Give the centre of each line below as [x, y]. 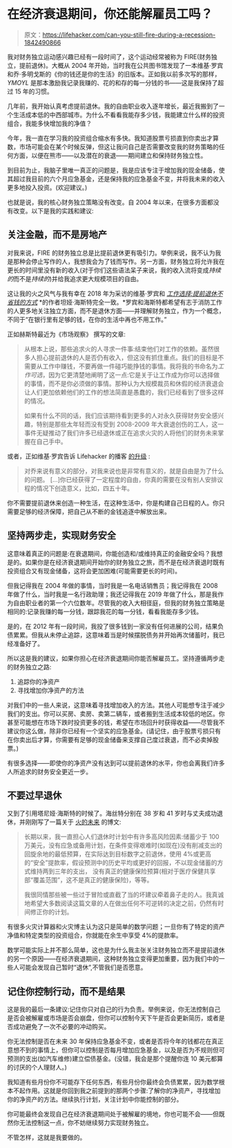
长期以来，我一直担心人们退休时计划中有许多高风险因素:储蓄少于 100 [122, 837]
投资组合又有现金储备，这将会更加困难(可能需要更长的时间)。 [94, 571]
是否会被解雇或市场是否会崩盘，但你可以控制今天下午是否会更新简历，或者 [113, 1018]
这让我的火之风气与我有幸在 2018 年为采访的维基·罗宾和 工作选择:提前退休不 [115, 293]
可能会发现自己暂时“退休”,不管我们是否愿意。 [83, 967]
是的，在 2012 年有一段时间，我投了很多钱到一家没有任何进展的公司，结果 [113, 626]
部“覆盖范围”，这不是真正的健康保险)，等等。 [88, 880]
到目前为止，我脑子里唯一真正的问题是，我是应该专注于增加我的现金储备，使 [116, 170]
